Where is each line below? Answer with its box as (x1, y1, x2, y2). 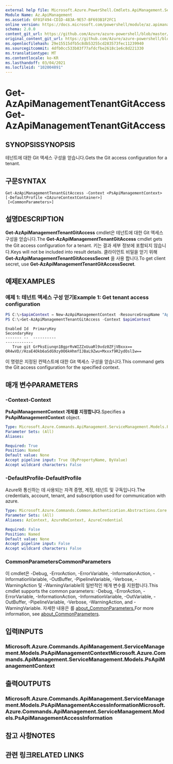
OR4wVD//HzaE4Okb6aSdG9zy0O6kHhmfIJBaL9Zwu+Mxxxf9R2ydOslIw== (5, 349, 142, 354)
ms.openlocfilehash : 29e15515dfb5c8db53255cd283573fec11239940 (5, 41, 144, 46)
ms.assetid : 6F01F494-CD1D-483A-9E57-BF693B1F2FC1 (5, 17, 116, 22)
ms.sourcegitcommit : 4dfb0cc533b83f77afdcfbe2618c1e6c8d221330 (5, 46, 144, 51)
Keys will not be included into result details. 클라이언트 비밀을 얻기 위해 (10, 248, 158, 255)
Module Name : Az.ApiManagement (5, 12, 73, 17)
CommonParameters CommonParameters (5, 558, 112, 565)
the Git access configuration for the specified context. (5, 364, 120, 370)
